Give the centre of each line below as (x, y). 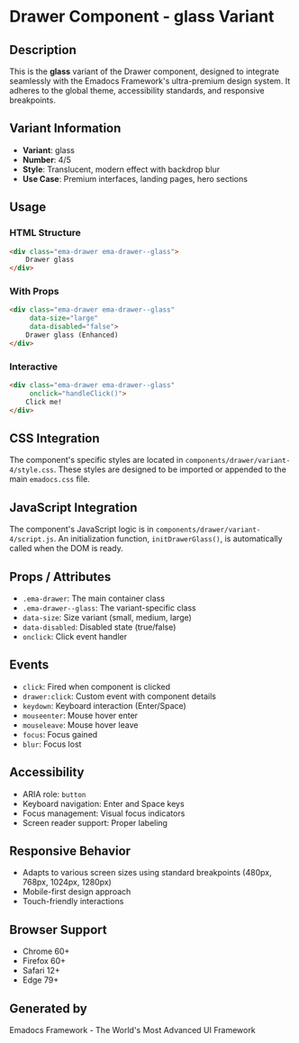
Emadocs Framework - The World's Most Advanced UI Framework (132, 1030)
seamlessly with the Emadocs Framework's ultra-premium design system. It (150, 81)
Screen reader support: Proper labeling (95, 822)
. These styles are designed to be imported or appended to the (170, 469)
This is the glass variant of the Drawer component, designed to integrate (144, 71)
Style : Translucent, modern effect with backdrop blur (121, 169)
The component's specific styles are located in (96, 460)
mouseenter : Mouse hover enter (80, 715)
